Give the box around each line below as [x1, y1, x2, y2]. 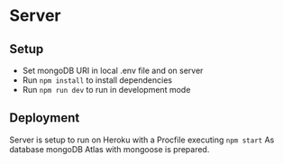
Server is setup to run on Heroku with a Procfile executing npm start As [9, 134, 275, 145]
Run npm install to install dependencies [22, 75, 173, 86]
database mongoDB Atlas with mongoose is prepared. [9, 143, 210, 154]
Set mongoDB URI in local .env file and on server [22, 65, 204, 76]
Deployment [9, 110, 80, 126]
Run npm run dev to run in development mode [22, 85, 191, 95]
